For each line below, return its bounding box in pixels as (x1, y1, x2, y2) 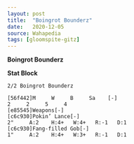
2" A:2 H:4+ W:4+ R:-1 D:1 (7, 120, 128, 127)
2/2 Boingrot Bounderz (7, 82, 74, 89)
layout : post (7, 10, 46, 17)
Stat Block (7, 69, 38, 78)
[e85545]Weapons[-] (7, 107, 65, 114)
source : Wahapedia (7, 29, 61, 37)
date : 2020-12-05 (7, 23, 65, 30)
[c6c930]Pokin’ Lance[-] (7, 113, 80, 120)
